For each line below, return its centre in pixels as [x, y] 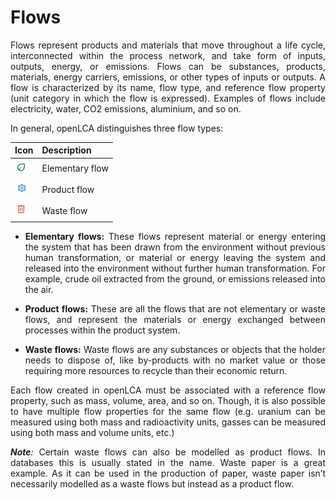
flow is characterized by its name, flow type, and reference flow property [168, 87]
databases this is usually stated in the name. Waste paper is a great [168, 462]
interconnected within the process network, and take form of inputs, [168, 55]
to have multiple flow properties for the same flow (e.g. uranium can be [168, 411]
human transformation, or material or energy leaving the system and [175, 257]
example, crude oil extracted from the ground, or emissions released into [175, 278]
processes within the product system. [102, 330]
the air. [39, 289]
